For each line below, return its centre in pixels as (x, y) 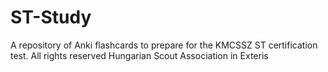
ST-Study (51, 17)
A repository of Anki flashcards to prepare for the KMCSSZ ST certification (164, 45)
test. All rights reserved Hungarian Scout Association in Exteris (139, 55)
